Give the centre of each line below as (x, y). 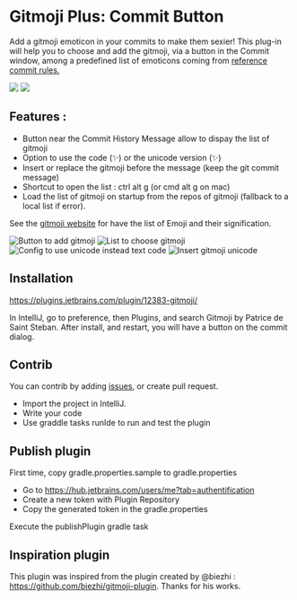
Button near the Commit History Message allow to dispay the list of (146, 138)
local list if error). (54, 206)
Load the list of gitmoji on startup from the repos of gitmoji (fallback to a (155, 196)
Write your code (52, 413)
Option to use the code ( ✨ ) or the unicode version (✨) (122, 157)
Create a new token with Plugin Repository (101, 499)
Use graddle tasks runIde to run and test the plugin (116, 423)
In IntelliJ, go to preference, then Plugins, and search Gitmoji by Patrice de (147, 317)
